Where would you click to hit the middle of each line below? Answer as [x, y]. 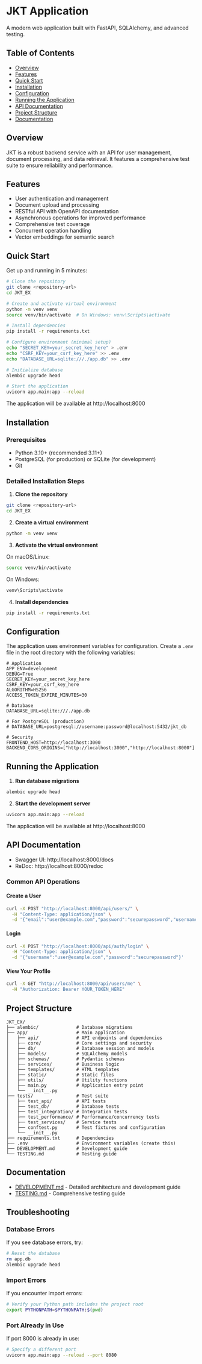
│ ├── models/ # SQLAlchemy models [67, 1054]
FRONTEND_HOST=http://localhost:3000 [54, 743]
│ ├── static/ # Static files [60, 1075]
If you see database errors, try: [44, 1242]
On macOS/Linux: [28, 556]
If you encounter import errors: [44, 1293]
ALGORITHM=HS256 [26, 690]
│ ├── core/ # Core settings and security [79, 1043]
